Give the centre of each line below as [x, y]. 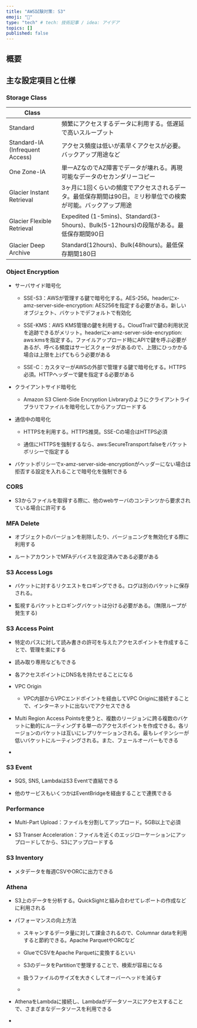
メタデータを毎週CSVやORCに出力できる [64, 871]
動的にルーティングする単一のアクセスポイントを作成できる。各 [107, 725]
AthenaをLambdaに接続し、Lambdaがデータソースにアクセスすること [99, 1001]
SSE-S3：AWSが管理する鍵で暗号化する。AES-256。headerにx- [101, 298]
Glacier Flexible [30, 221]
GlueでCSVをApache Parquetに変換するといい [79, 952]
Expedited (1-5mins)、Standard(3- [111, 216]
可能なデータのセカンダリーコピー [108, 177]
